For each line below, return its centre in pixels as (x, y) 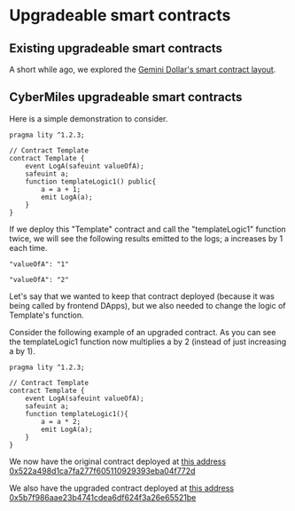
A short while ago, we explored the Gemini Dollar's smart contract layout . (143, 69)
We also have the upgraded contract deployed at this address (122, 488)
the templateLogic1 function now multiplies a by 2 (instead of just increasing (148, 342)
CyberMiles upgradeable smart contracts (126, 97)
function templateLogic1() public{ (91, 181)
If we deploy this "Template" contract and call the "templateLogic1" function (147, 229)
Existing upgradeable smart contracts (116, 48)
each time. (28, 248)
